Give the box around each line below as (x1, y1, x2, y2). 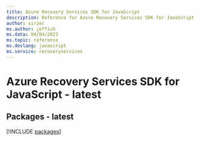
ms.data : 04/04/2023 (6, 32, 59, 38)
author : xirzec (6, 20, 45, 26)
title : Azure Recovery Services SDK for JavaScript (6, 9, 140, 15)
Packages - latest (6, 112, 74, 122)
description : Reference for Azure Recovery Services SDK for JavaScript (6, 15, 195, 21)
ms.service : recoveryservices (6, 49, 83, 55)
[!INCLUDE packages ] (6, 128, 61, 135)
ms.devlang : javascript (6, 43, 67, 49)
